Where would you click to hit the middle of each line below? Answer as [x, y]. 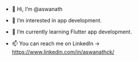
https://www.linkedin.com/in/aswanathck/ [63, 52]
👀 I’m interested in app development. [57, 20]
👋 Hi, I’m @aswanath [37, 9]
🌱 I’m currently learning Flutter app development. [72, 32]
